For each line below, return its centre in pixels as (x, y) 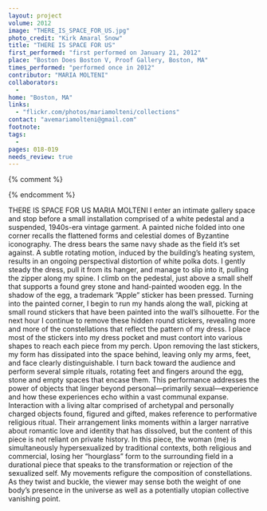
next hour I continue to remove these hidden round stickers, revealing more (132, 321)
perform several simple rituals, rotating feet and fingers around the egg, (126, 371)
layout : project (35, 16)
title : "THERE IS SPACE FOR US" (62, 46)
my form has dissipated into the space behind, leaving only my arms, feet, (130, 355)
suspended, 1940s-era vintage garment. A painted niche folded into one (127, 228)
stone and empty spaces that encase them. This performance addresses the (134, 380)
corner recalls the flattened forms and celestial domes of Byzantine (119, 236)
